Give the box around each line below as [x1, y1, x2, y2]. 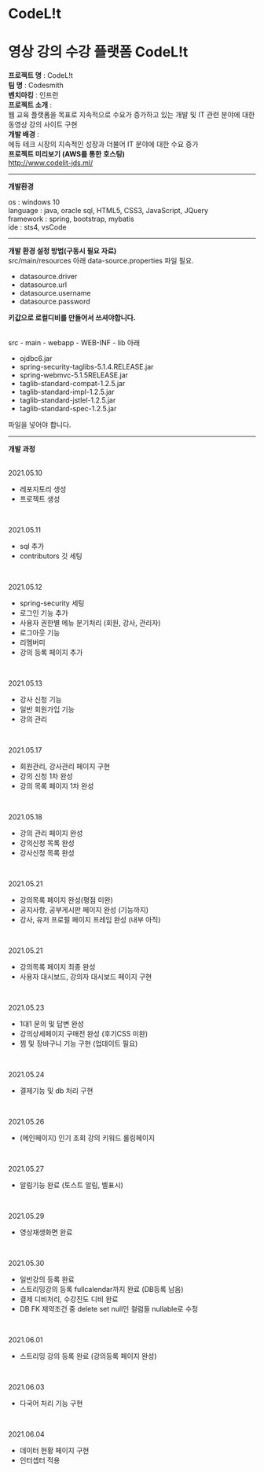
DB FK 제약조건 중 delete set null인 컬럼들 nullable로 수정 [19, 1305, 199, 1314]
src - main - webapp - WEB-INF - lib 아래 [8, 338, 140, 348]
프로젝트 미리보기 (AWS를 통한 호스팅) [8, 149, 126, 159]
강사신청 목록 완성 [19, 848, 75, 858]
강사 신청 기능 [19, 695, 62, 705]
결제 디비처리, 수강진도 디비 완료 [19, 1294, 119, 1304]
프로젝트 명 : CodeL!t [8, 71, 73, 80]
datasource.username [19, 289, 91, 298]
